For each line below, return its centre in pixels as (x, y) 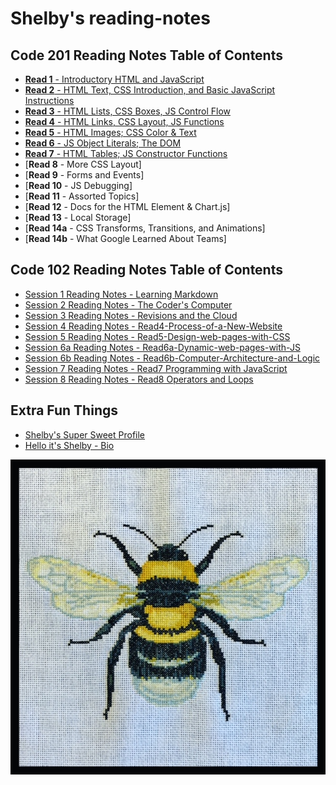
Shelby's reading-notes (110, 18)
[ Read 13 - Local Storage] (78, 217)
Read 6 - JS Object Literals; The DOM (103, 143)
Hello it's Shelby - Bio (69, 445)
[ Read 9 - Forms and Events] (84, 175)
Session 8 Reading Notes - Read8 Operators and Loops (139, 379)
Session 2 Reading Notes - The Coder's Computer (128, 304)
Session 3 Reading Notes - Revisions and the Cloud (131, 315)
